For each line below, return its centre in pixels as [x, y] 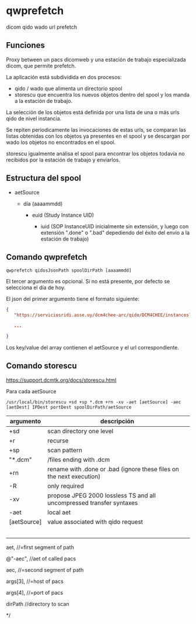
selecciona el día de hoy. [36, 287]
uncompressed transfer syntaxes [93, 503]
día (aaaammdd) [43, 204]
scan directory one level [80, 431]
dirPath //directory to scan [38, 604]
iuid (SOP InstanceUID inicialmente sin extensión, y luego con [115, 226]
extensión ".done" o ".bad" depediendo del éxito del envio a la [115, 232]
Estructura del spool [44, 178]
